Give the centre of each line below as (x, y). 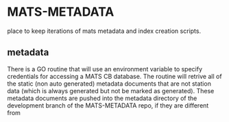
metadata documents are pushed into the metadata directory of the (102, 98)
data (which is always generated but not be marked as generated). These (111, 90)
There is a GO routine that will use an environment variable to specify (105, 69)
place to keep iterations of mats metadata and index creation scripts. (104, 31)
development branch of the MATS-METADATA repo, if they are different (108, 105)
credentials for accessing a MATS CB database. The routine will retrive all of (114, 76)
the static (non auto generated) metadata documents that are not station (109, 84)
